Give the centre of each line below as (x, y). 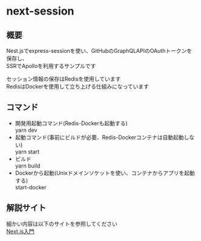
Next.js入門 (20, 231)
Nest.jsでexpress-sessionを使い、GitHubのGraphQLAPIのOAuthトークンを (99, 51)
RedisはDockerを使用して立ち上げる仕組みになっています (78, 87)
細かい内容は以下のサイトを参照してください (62, 223)
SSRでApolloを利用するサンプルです (51, 66)
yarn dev (26, 130)
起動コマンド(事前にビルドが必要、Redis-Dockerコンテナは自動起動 (99, 137)
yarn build (28, 166)
